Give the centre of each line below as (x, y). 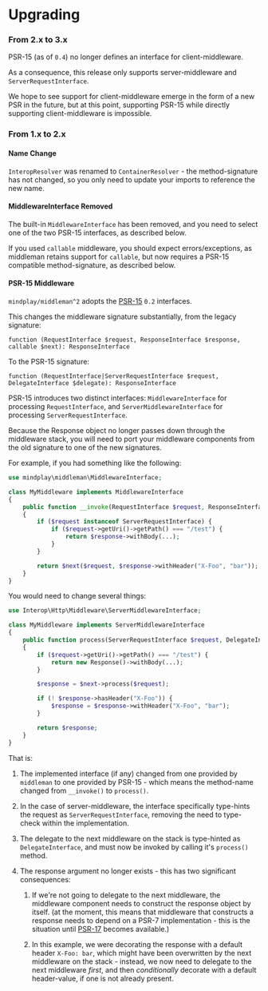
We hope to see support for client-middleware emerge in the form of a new (132, 97)
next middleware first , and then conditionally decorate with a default (144, 969)
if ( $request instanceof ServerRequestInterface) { (125, 522)
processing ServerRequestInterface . (68, 415)
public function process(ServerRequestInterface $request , (123, 640)
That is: (21, 758)
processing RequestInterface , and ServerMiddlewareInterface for (116, 407)
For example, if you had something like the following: (95, 463)
